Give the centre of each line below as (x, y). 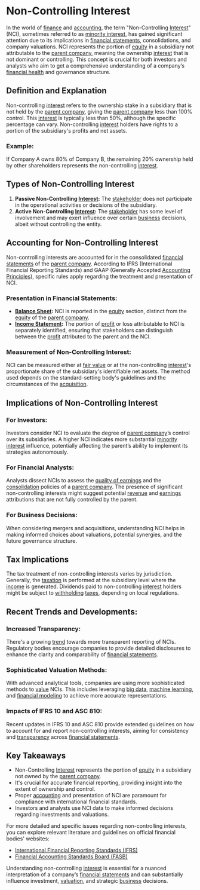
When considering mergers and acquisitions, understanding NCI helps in (96, 528)
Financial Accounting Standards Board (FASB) (71, 857)
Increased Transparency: (44, 629)
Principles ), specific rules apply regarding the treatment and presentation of (99, 276)
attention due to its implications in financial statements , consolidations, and (99, 40)
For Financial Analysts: (40, 467)
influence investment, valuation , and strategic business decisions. (87, 881)
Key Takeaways (36, 756)
